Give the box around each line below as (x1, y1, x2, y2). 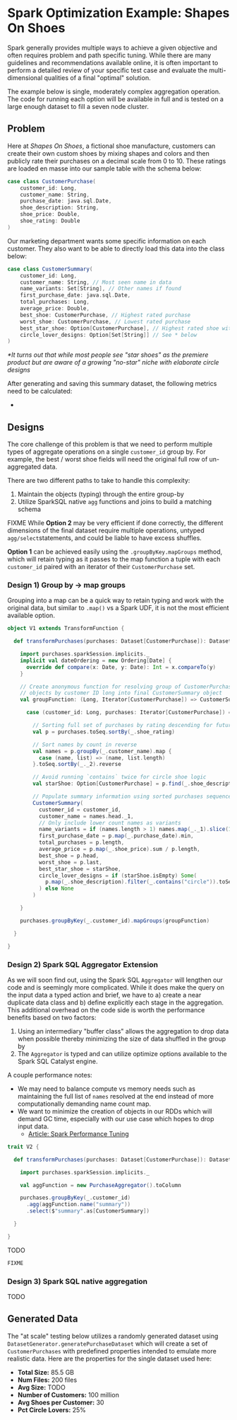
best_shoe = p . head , (38, 852, 99, 859)
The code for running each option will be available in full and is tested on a (7, 94, 224, 103)
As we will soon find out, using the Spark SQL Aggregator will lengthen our (7, 975, 224, 984)
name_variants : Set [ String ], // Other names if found (20, 285, 181, 292)
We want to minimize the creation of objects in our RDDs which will (17, 1106, 212, 1116)
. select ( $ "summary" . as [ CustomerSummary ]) (25, 1208, 150, 1215)
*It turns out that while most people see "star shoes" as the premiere (7, 350, 209, 359)
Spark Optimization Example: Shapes (7, 5, 230, 21)
